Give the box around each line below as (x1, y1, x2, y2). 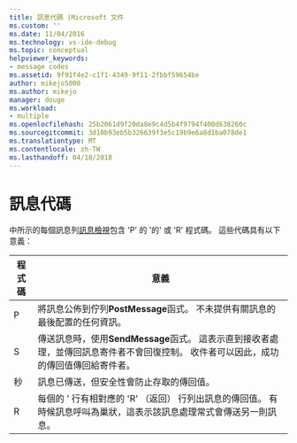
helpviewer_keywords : (9, 54, 89, 63)
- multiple (9, 112, 49, 120)
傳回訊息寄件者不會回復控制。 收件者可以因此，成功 (64, 346, 279, 359)
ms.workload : (9, 104, 57, 113)
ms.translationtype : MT (9, 136, 97, 145)
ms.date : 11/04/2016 (9, 29, 86, 38)
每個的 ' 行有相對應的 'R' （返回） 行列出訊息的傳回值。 (37, 392, 267, 405)
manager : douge (9, 95, 65, 105)
